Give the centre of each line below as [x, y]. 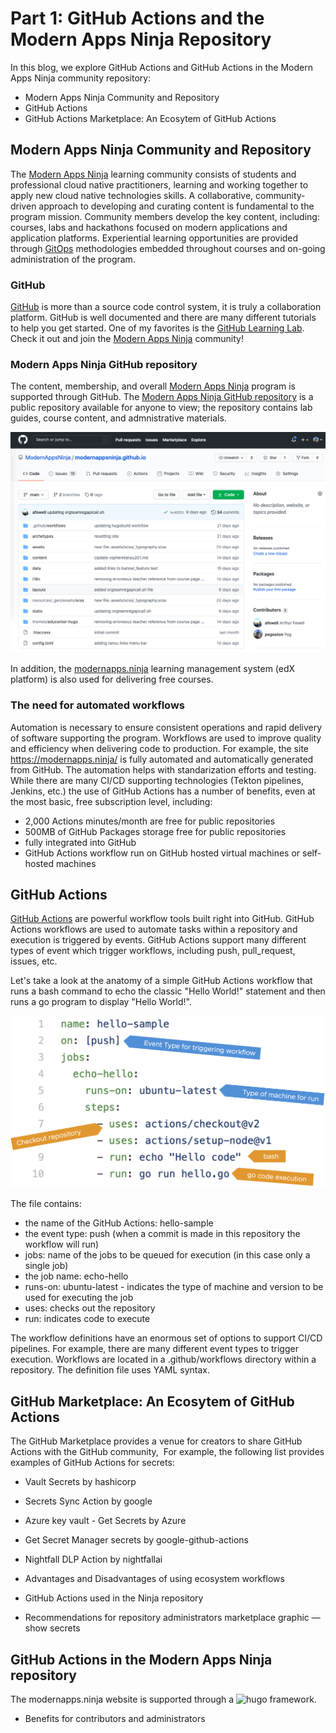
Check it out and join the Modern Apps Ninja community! [127, 339]
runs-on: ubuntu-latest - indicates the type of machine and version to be [174, 1287]
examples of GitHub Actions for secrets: [92, 1463]
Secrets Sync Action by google [88, 1501]
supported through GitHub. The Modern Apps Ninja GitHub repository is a [162, 397]
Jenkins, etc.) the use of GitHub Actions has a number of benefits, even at [163, 791]
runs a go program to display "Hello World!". [101, 1002]
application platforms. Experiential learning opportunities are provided [154, 238]
